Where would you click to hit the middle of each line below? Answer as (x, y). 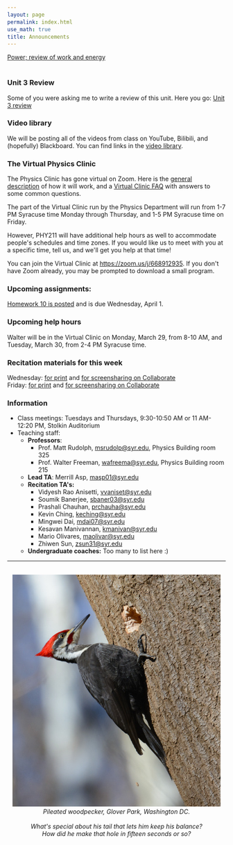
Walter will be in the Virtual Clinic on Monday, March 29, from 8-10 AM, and (115, 337)
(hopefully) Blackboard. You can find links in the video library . (95, 145)
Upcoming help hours (44, 322)
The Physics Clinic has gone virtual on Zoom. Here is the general (100, 179)
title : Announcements (38, 37)
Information (27, 403)
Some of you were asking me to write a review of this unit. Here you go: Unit (116, 98)
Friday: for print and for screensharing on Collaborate (84, 385)
